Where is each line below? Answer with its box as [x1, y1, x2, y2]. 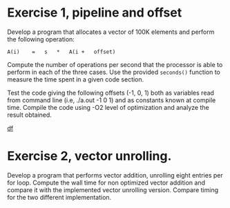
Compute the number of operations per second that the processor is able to [7, 60, 223, 68]
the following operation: [7, 35, 75, 43]
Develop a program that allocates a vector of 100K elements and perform [7, 28, 215, 36]
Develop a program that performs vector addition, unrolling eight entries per [7, 171, 223, 179]
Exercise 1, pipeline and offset [7, 5, 182, 21]
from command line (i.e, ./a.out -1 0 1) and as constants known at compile [7, 95, 216, 104]
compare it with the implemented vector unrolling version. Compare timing [7, 185, 219, 194]
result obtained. [7, 111, 52, 119]
